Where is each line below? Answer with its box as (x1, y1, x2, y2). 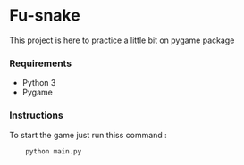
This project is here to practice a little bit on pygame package (9, 35, 235, 45)
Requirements (9, 57, 72, 70)
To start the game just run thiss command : (9, 129, 167, 140)
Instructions (9, 109, 64, 121)
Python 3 (21, 78, 56, 88)
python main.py (25, 146, 82, 156)
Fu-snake (9, 5, 80, 26)
